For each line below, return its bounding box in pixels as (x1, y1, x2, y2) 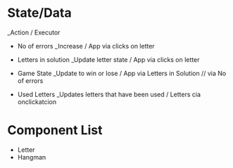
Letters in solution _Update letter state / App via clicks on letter (17, 55, 200, 64)
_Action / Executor (7, 28, 61, 37)
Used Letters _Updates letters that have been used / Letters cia (17, 90, 201, 98)
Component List (7, 122, 103, 138)
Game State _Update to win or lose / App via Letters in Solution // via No (17, 69, 227, 77)
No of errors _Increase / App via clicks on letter (17, 41, 155, 50)
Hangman (17, 153, 46, 161)
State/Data (7, 5, 72, 21)
